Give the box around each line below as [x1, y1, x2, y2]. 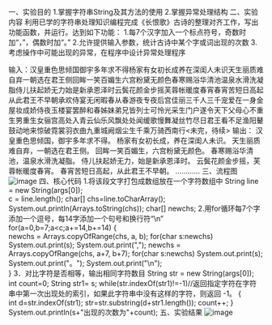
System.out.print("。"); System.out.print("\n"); [8, 259, 163, 267]
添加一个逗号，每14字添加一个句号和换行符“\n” [8, 214, 164, 223]
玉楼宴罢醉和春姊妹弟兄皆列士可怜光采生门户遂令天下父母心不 [50, 105, 257, 115]
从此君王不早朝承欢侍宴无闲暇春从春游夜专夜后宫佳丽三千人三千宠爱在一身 [8, 96, 257, 105]
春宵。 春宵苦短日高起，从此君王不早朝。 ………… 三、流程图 [36, 166, 238, 176]
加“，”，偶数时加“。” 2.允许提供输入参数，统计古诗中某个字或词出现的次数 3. [8, 37, 257, 47]
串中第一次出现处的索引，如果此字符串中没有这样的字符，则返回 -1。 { [8, 289, 241, 298]
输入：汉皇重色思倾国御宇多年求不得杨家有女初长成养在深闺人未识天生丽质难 [8, 65, 264, 75]
